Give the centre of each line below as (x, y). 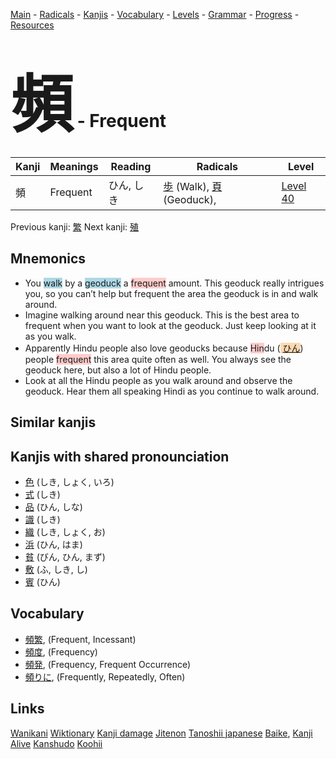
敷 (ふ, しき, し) (56, 569)
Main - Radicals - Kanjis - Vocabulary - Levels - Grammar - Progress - (155, 14)
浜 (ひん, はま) (53, 544)
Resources (32, 25)
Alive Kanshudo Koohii (56, 743)
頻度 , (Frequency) (61, 651)
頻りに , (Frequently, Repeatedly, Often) (105, 676)
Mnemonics (48, 259)
